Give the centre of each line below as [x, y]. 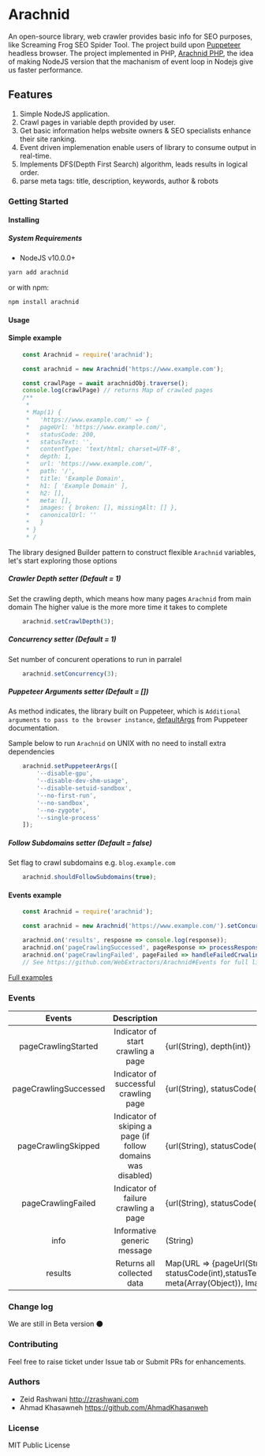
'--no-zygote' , [62, 810]
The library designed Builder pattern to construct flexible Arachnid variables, [132, 552]
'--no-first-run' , [67, 795]
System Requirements [45, 238]
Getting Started [38, 201]
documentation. [34, 728]
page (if [135, 1136]
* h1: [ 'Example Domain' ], [77, 486]
